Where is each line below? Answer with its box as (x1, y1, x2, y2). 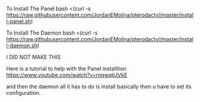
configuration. (6, 89, 41, 96)
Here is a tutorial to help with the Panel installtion (6, 65, 127, 72)
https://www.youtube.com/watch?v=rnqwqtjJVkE (6, 72, 128, 78)
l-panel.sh (6, 18, 31, 24)
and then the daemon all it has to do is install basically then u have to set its (6, 83, 192, 90)
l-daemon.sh (6, 42, 38, 49)
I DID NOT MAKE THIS (6, 54, 61, 60)
